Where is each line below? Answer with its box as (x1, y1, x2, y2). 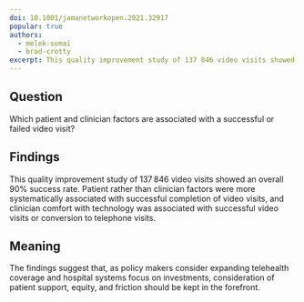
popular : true (9, 22, 64, 31)
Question (9, 89, 63, 105)
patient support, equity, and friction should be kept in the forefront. (9, 282, 261, 293)
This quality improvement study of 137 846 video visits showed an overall (9, 174, 284, 185)
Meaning (9, 238, 61, 255)
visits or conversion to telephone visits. (9, 212, 157, 223)
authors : (9, 30, 43, 39)
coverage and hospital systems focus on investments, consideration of (9, 272, 275, 283)
